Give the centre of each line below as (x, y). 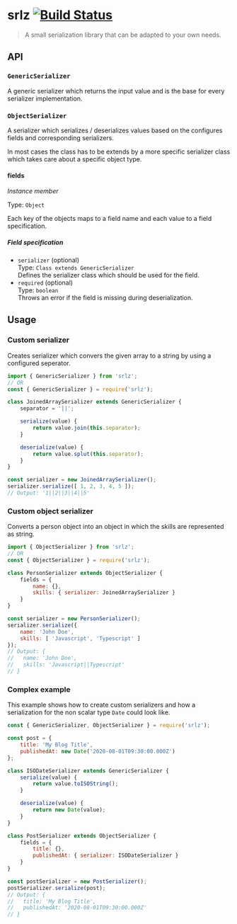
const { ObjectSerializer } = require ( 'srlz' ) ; (79, 560)
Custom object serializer (51, 511)
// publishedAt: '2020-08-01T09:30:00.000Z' (77, 908)
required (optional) (45, 283)
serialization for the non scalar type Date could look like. (89, 712)
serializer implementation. (45, 98)
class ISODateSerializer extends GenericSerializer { (88, 771)
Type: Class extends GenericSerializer (76, 268)
